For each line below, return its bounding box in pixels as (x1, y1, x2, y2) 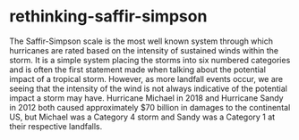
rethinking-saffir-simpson (9, 6, 208, 27)
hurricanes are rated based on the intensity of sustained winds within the (9, 45, 279, 55)
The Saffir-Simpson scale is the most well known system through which (9, 36, 274, 46)
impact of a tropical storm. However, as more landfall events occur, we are (9, 73, 284, 84)
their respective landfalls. (9, 120, 103, 131)
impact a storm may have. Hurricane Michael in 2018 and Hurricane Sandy (9, 92, 284, 103)
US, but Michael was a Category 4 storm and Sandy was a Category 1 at (9, 111, 276, 122)
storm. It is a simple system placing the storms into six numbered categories (9, 54, 291, 65)
